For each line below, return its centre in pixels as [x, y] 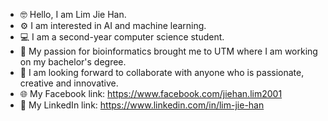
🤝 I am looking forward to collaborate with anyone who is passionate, [162, 72]
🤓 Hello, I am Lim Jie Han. [73, 14]
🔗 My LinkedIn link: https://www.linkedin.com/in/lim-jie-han [142, 105]
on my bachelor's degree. [73, 62]
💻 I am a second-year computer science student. [122, 37]
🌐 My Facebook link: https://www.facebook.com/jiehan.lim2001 [151, 93]
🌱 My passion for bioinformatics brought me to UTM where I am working [168, 51]
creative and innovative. [69, 83]
